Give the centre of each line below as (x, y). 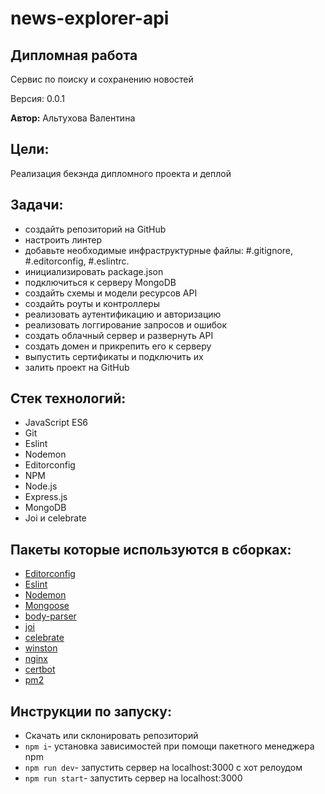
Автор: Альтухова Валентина (73, 118)
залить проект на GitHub (77, 367)
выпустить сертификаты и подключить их (114, 356)
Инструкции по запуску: (91, 711)
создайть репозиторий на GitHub (95, 229)
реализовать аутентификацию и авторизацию (123, 314)
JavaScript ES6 (56, 423)
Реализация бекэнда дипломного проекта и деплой (121, 173)
